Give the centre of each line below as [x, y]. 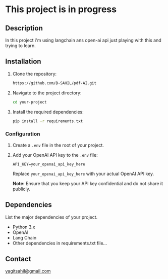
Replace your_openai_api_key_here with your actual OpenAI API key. [83, 173]
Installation [23, 62]
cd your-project [30, 102]
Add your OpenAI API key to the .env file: [55, 155]
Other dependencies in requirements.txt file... [60, 243]
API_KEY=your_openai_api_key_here [49, 164]
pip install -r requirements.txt [48, 121]
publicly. [21, 189]
